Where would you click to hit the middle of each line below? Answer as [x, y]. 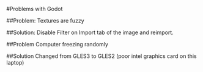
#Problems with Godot [35, 9]
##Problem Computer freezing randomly [57, 44]
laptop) [15, 63]
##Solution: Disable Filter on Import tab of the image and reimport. [90, 32]
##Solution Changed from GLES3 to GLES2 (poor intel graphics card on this [102, 56]
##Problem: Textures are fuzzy [45, 20]
